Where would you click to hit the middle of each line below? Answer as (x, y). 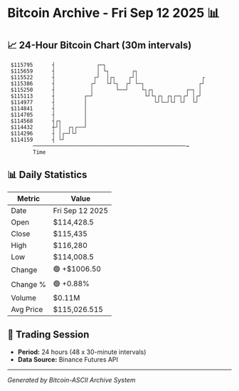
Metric (29, 198)
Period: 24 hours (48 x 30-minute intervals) (82, 352)
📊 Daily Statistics (47, 175)
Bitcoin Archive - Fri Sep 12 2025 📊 (114, 13)
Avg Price (27, 309)
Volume (24, 298)
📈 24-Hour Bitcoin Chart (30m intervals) (100, 45)
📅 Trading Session (48, 335)
